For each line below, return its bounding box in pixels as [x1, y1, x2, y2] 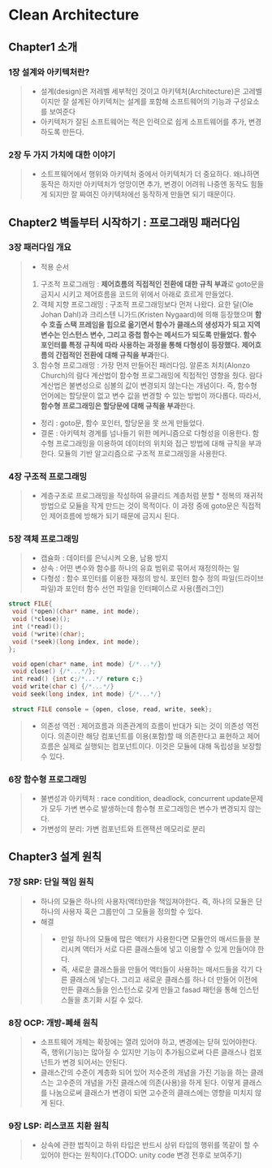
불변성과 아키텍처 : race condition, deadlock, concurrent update [40, 794, 250, 803]
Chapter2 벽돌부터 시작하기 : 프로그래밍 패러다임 [8, 215, 241, 229]
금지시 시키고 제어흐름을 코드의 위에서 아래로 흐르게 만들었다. [40, 289, 234, 299]
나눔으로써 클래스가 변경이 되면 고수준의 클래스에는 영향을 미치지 [49, 1088, 253, 1097]
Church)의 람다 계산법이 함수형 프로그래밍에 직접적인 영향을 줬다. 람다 [40, 370, 263, 380]
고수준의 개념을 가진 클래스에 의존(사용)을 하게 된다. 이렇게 [55, 1077, 241, 1087]
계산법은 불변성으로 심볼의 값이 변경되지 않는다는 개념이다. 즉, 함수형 [40, 380, 257, 390]
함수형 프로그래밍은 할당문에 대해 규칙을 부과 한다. [40, 400, 196, 411]
